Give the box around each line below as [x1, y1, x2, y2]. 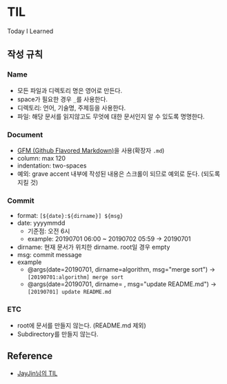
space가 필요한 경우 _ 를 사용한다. [17, 94, 108, 103]
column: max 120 [17, 154, 66, 162]
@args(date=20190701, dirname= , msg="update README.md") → [27, 280, 217, 288]
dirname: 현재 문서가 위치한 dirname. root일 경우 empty [17, 243, 170, 252]
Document [7, 130, 43, 139]
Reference [7, 350, 53, 362]
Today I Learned [7, 27, 54, 35]
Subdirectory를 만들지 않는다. [17, 330, 99, 338]
